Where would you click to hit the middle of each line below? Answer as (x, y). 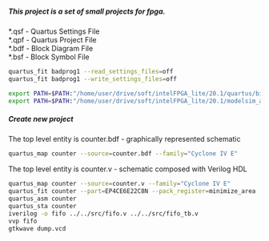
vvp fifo (23, 221)
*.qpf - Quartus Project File (52, 39)
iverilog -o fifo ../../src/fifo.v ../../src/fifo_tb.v (103, 213)
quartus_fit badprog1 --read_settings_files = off (91, 71)
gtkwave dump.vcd (37, 228)
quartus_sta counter (43, 206)
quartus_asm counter (43, 199)
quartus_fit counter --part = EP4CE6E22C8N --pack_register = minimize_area (132, 191)
